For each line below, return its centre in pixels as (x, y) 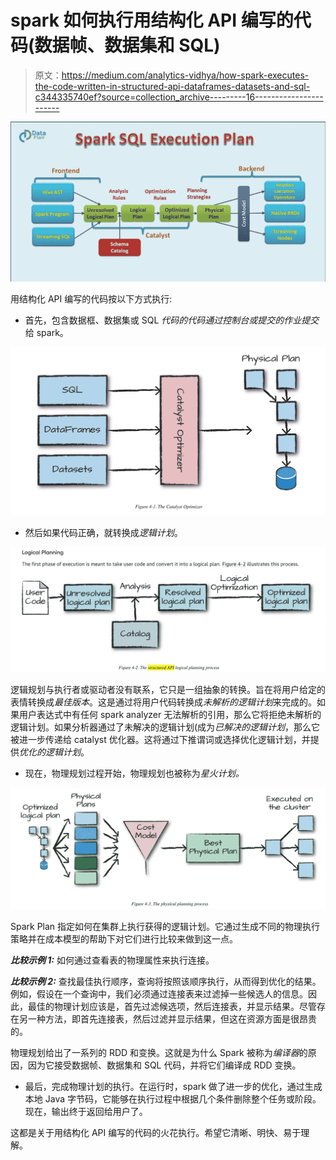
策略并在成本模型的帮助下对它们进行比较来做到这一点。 (124, 938)
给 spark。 (46, 333)
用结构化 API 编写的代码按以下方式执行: (91, 299)
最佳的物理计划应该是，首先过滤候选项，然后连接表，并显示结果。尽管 (172, 1006)
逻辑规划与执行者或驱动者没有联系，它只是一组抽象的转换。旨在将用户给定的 (168, 690)
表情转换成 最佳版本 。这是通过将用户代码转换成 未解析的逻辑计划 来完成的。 (163, 702)
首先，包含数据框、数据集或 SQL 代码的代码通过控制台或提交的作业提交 (172, 320)
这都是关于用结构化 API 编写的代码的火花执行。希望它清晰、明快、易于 (156, 1132)
